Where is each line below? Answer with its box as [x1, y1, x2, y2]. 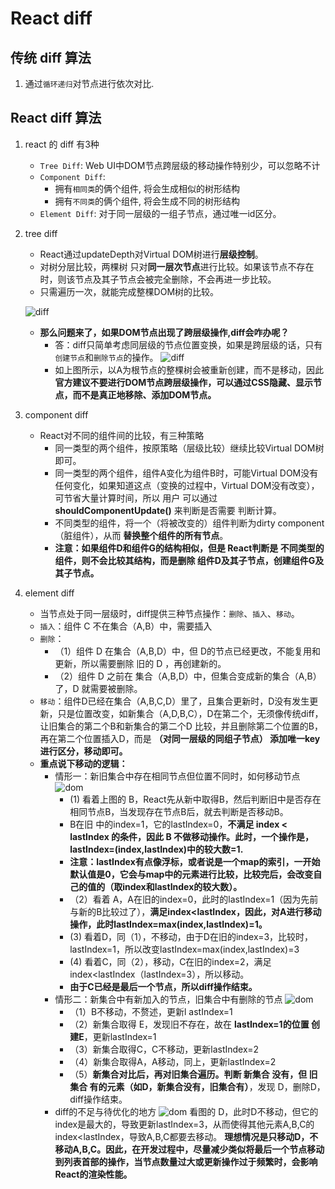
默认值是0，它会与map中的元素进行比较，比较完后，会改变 [69, 868, 314, 880]
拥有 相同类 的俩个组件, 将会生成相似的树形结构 [54, 182, 241, 194]
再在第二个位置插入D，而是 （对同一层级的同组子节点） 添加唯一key [39, 732, 321, 744]
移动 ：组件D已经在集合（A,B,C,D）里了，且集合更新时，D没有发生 [39, 695, 310, 707]
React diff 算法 [10, 110, 102, 127]
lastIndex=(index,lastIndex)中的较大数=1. [69, 843, 244, 855]
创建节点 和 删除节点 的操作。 [54, 351, 159, 363]
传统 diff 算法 [10, 49, 92, 66]
